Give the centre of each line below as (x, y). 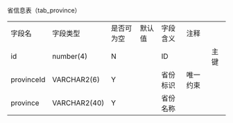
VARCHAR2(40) (78, 103)
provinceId (28, 79)
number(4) (70, 56)
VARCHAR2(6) (76, 79)
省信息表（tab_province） (44, 10)
